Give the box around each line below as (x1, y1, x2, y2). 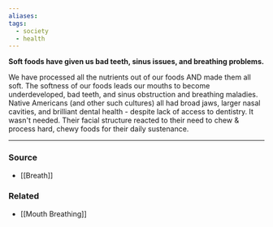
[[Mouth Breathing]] (19, 208, 87, 219)
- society (15, 27, 49, 35)
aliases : (8, 11, 38, 20)
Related (8, 191, 40, 202)
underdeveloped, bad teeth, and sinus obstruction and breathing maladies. (8, 90, 258, 100)
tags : (8, 19, 27, 28)
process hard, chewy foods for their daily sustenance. (8, 124, 189, 134)
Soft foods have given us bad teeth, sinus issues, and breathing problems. (8, 57, 264, 66)
